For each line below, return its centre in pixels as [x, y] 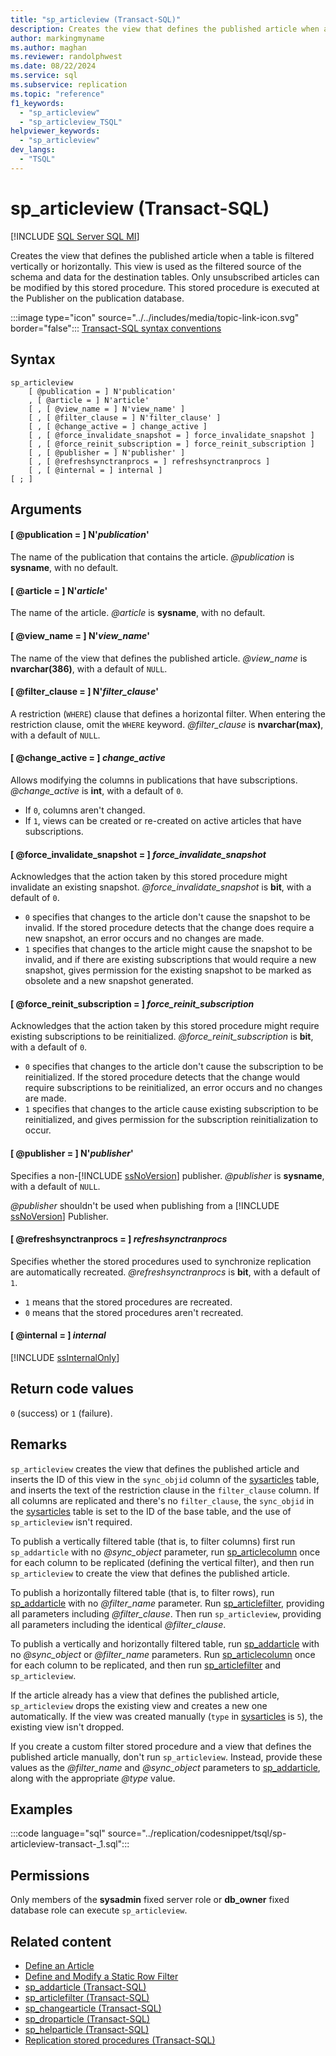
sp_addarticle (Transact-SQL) [85, 1987]
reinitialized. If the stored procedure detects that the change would [162, 1077]
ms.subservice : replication [69, 85]
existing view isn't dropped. [67, 1727]
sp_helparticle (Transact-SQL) [87, 2029]
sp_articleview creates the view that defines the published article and [155, 1468]
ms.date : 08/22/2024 [53, 66]
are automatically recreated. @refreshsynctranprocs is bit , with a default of [165, 1272]
